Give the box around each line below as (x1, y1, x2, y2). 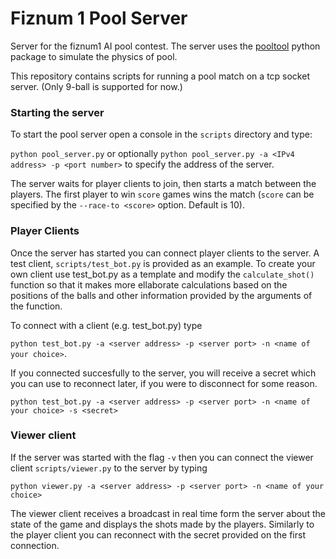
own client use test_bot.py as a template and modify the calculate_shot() (10, 268, 315, 280)
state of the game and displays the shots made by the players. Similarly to (10, 518, 315, 530)
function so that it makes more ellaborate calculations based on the (10, 278, 288, 291)
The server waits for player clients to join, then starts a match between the (10, 178, 317, 190)
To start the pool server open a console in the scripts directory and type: (10, 128, 313, 141)
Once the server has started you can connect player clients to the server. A (10, 247, 320, 259)
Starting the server (10, 105, 105, 119)
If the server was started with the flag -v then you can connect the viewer (10, 451, 314, 463)
